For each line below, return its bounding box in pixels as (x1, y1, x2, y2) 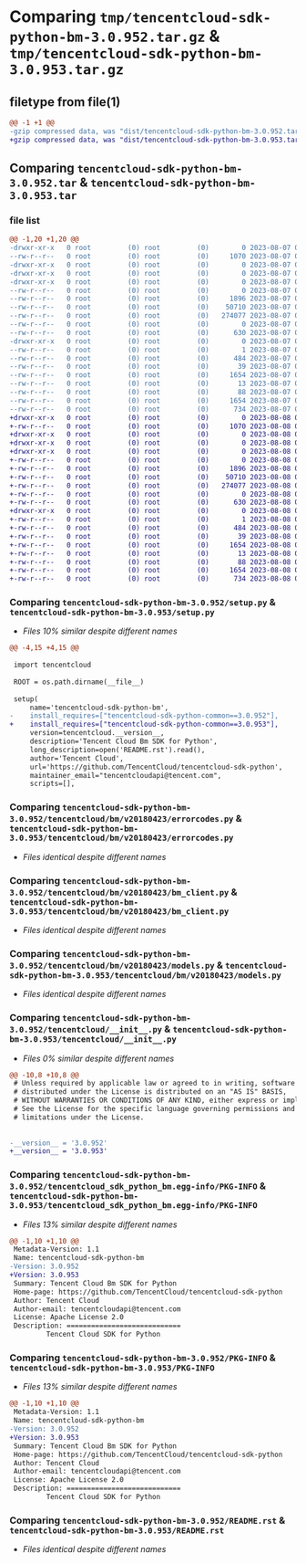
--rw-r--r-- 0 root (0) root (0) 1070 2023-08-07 (9, 252, 291, 261)
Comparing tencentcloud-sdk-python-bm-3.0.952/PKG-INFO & (9, 1351, 276, 1364)
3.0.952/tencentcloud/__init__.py (9, 1024, 162, 1035)
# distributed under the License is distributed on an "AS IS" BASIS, (13, 1087, 287, 1097)
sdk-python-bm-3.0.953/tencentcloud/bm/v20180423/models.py (9, 970, 282, 981)
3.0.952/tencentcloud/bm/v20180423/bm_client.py (9, 887, 229, 897)
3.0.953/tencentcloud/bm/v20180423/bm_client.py (9, 906, 229, 917)
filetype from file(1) (9, 94, 121, 110)
